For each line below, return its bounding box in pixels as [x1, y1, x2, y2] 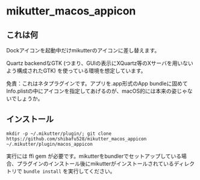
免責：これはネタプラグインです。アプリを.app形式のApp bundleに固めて [6, 80, 188, 87]
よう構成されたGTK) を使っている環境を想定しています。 [6, 67, 146, 74]
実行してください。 [68, 167, 116, 175]
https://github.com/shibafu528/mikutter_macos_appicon [6, 135, 147, 142]
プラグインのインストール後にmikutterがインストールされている [16, 160, 175, 167]
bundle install [23, 169, 62, 175]
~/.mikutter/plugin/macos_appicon [6, 141, 93, 147]
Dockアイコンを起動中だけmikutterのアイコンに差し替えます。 [6, 47, 160, 54]
